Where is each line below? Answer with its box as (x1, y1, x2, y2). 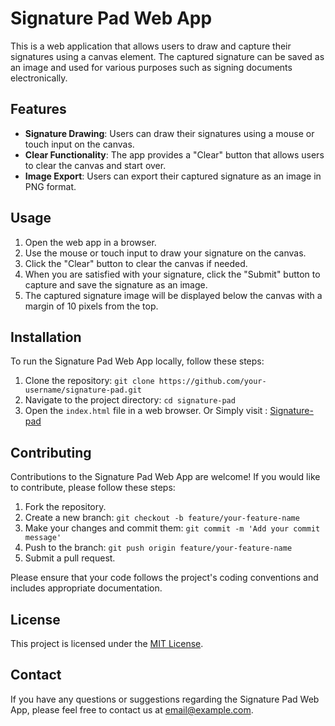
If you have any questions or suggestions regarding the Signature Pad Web (10, 693, 320, 705)
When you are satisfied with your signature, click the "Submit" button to (24, 268, 321, 280)
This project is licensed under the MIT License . (10, 638, 204, 649)
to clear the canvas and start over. (24, 159, 167, 171)
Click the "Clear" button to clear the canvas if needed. (24, 257, 248, 269)
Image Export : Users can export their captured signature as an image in (24, 170, 322, 182)
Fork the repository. (24, 501, 107, 513)
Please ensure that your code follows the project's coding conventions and (10, 572, 319, 584)
